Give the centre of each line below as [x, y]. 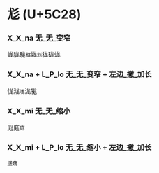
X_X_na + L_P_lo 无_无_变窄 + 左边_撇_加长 [79, 74]
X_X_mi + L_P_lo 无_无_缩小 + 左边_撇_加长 [79, 147]
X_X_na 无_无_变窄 [39, 38]
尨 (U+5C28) [44, 14]
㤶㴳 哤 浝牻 [22, 91]
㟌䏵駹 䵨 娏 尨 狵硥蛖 [34, 55]
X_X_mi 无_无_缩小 [39, 111]
